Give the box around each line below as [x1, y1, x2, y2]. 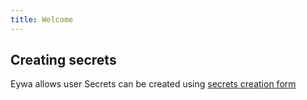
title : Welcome [10, 14, 74, 25]
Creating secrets [10, 52, 117, 69]
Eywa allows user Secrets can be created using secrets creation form [10, 78, 297, 90]
